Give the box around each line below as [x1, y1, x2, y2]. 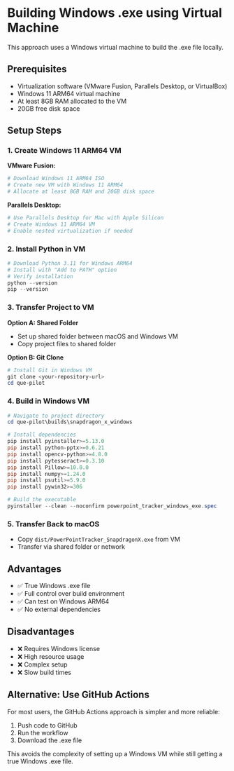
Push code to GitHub [17, 721, 78, 730]
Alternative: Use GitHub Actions [7, 689, 150, 701]
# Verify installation [7, 273, 73, 280]
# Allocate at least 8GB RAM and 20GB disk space [7, 188, 155, 196]
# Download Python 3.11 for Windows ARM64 [7, 259, 133, 267]
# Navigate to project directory [7, 412, 105, 419]
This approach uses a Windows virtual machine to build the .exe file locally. [7, 43, 224, 51]
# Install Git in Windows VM [7, 367, 92, 374]
